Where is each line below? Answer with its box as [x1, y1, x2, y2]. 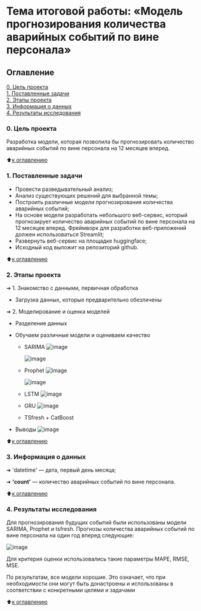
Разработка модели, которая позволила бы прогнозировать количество [6, 138, 194, 145]
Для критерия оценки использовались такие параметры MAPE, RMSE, [6, 555, 189, 563]
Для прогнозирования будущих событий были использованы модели [6, 519, 187, 526]
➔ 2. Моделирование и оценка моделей [6, 308, 111, 315]
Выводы [15, 426, 36, 433]
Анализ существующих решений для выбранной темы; [15, 192, 158, 199]
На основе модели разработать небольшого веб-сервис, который [15, 211, 188, 218]
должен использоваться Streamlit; [15, 230, 104, 238]
